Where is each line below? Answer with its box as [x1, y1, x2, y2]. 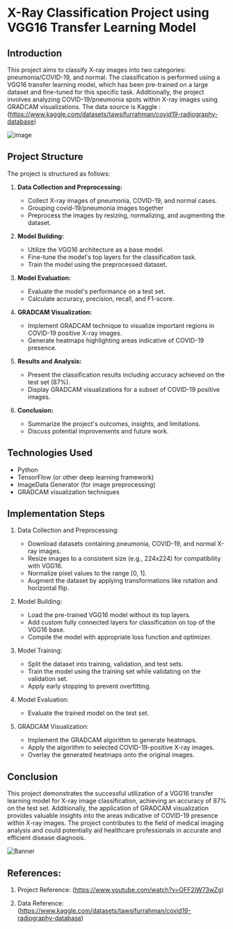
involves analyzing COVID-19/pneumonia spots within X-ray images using [7, 95, 218, 104]
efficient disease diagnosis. [7, 834, 86, 842]
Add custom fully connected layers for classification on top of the [27, 618, 216, 627]
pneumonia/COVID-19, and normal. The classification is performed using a [7, 73, 220, 81]
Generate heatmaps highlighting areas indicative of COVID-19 [27, 336, 204, 345]
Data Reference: [17, 899, 64, 907]
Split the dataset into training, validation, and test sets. [27, 660, 184, 668]
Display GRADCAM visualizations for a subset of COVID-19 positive [27, 385, 220, 393]
